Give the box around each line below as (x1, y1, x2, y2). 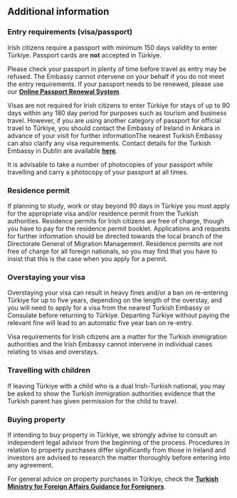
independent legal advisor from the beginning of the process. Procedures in (7, 438, 230, 447)
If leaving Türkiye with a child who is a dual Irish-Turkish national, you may (7, 381, 226, 390)
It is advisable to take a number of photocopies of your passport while (7, 160, 214, 169)
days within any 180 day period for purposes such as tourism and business (7, 108, 227, 117)
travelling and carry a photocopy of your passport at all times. (7, 167, 189, 176)
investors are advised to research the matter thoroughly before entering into (7, 453, 231, 462)
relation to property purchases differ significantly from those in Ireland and (7, 445, 226, 454)
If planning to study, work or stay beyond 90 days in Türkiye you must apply (7, 201, 230, 210)
